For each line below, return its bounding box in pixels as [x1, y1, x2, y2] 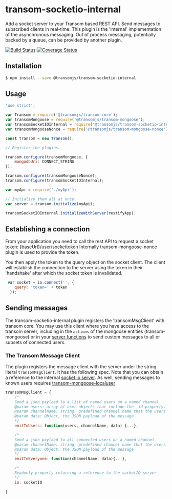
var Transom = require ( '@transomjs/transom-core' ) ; [5, 112, 118, 117]
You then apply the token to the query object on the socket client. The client [5, 259, 165, 265]
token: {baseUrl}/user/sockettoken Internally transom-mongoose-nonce [5, 244, 157, 250]
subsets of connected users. [5, 339, 66, 345]
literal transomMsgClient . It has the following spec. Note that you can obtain [5, 369, 164, 375]
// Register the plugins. [5, 145, 60, 150]
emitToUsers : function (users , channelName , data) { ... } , [14, 423, 139, 429]
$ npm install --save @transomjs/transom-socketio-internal [5, 75, 137, 81]
